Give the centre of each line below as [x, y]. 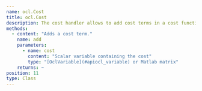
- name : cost [38, 51]
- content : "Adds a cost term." [52, 34]
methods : [17, 28]
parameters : [32, 45]
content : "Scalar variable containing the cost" [90, 56]
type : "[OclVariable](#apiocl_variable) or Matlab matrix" [103, 62]
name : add [29, 40]
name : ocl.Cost [25, 12]
